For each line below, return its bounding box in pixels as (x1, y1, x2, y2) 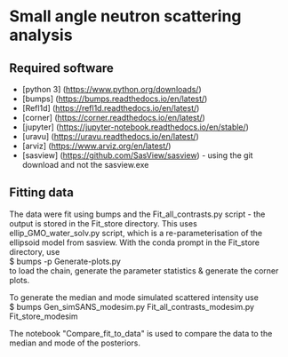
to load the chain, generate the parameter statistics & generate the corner (9, 265, 279, 276)
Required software (9, 60, 114, 75)
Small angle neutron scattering (9, 6, 242, 27)
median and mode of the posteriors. (9, 337, 140, 348)
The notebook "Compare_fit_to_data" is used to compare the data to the (9, 328, 273, 338)
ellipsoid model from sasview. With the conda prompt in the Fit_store (9, 237, 260, 248)
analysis (9, 25, 73, 45)
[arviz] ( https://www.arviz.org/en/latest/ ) (21, 140, 172, 151)
